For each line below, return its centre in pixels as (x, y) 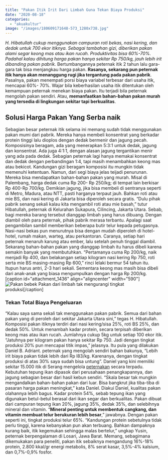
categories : (18, 19)
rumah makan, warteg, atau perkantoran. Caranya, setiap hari (81, 236)
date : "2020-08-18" (26, 15)
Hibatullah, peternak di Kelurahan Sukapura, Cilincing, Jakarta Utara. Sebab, (84, 209)
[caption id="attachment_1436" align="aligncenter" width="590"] (73, 279)
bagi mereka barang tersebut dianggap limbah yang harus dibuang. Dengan (83, 214)
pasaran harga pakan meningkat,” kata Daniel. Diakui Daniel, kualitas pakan (83, 388)
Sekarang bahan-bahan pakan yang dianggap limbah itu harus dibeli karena (83, 247)
